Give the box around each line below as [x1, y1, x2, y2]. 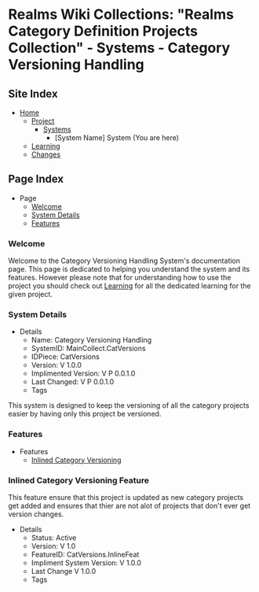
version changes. [8, 509, 64, 519]
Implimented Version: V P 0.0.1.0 [31, 368, 136, 379]
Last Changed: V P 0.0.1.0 [31, 377, 115, 387]
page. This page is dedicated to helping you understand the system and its [8, 265, 250, 274]
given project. [8, 290, 53, 299]
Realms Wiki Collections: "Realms [8, 6, 234, 24]
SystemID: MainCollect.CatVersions [31, 344, 147, 353]
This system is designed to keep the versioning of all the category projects [8, 401, 250, 410]
